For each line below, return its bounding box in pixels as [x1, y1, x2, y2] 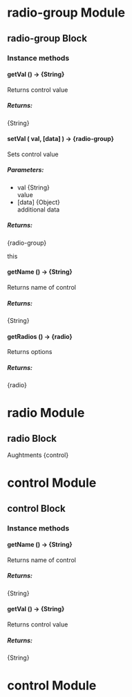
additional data [17, 205, 60, 214]
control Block [7, 503, 66, 514]
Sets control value [7, 150, 59, 158]
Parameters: [7, 166, 44, 174]
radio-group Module [7, 5, 126, 21]
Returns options [7, 348, 53, 356]
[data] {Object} [17, 198, 61, 206]
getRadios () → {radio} [7, 332, 73, 340]
